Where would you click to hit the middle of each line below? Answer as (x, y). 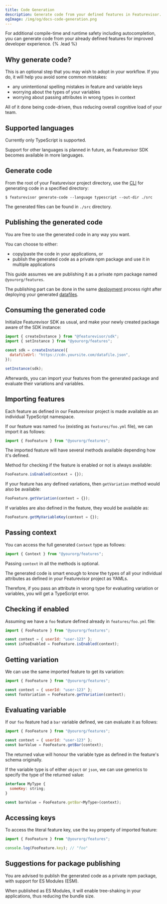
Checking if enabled (37, 609)
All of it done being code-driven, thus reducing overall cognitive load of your (84, 107)
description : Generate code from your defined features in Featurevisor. (83, 14)
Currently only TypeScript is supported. (46, 140)
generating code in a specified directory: (47, 188)
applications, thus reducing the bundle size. (50, 896)
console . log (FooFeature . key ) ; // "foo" (47, 848)
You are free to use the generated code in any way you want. (68, 234)
